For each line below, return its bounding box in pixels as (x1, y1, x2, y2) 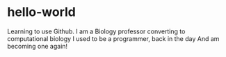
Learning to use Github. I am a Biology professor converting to (7, 27, 186, 35)
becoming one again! (7, 42, 68, 50)
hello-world (7, 4, 76, 20)
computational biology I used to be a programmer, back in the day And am (7, 34, 220, 42)
